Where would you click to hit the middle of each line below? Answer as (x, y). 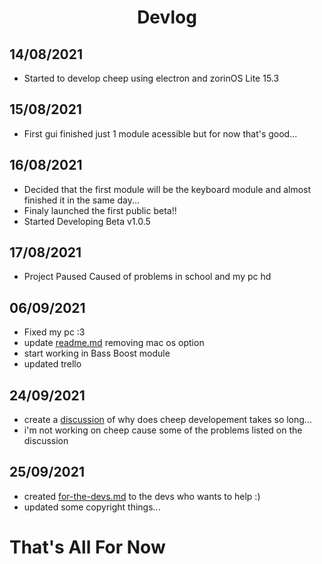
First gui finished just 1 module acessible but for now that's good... (160, 133)
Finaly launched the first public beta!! (100, 210)
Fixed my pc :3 (54, 332)
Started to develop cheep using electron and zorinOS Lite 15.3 (151, 78)
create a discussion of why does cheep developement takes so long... (167, 420)
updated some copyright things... (92, 507)
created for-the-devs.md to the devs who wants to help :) (142, 496)
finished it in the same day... (82, 200)
